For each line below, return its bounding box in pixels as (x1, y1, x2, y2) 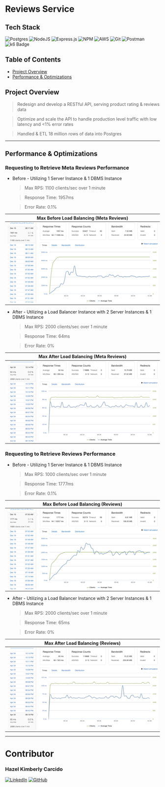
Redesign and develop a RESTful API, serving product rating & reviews (17, 101, 160, 107)
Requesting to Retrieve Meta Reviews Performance (5, 164, 129, 171)
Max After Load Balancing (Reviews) (44, 640, 121, 646)
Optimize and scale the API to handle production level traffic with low (17, 116, 157, 122)
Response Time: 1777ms (24, 481, 74, 487)
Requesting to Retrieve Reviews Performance (5, 450, 116, 457)
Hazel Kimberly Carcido (5, 765, 63, 772)
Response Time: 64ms (24, 333, 70, 339)
